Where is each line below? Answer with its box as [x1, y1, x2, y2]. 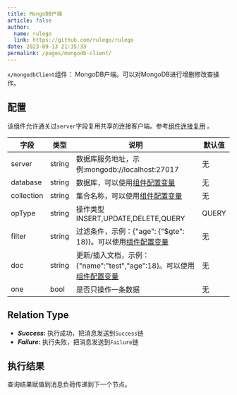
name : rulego [13, 30, 52, 37]
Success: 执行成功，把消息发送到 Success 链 [17, 329, 144, 337]
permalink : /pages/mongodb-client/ [7, 50, 112, 57]
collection [11, 190, 44, 200]
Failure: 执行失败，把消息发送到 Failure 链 [17, 337, 139, 346]
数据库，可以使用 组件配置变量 [76, 177, 176, 187]
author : [7, 23, 30, 30]
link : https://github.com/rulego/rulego [13, 37, 134, 44]
